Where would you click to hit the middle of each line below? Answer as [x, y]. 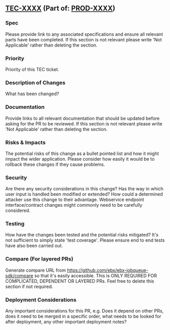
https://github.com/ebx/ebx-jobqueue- [108, 270]
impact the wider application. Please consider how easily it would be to [80, 159]
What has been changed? [32, 94]
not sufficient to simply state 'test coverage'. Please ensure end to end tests [85, 240]
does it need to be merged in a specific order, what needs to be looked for [83, 316]
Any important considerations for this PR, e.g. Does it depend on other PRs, [84, 311]
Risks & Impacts [26, 142]
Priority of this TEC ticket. [32, 69]
